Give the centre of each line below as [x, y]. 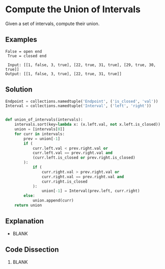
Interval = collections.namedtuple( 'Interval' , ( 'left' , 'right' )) [78, 106]
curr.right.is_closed [64, 182]
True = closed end [27, 56]
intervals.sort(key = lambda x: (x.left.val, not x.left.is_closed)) [87, 125]
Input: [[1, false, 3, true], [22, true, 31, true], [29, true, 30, [82, 65]
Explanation [25, 221]
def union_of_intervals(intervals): [44, 120]
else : [30, 196]
